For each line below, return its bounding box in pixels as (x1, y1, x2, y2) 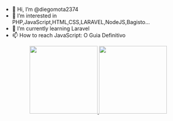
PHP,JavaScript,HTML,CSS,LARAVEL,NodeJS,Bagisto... (11, 19, 150, 25)
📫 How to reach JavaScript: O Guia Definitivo (11, 32, 126, 39)
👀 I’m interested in (11, 12, 57, 19)
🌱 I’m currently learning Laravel (11, 25, 90, 32)
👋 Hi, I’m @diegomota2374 (11, 6, 79, 13)
